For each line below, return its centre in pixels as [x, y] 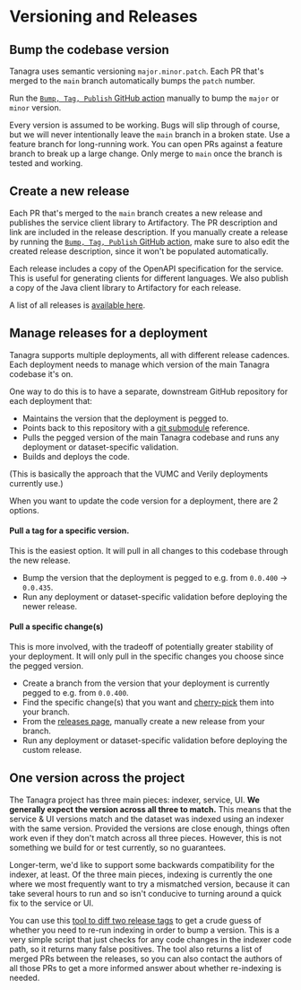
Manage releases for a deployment [108, 333]
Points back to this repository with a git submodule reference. [136, 427]
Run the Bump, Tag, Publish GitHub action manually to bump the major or [144, 98]
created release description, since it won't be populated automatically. [139, 251]
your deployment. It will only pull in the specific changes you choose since [146, 656]
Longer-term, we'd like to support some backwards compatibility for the [142, 864]
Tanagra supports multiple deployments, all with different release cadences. [150, 355]
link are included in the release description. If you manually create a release [149, 232]
